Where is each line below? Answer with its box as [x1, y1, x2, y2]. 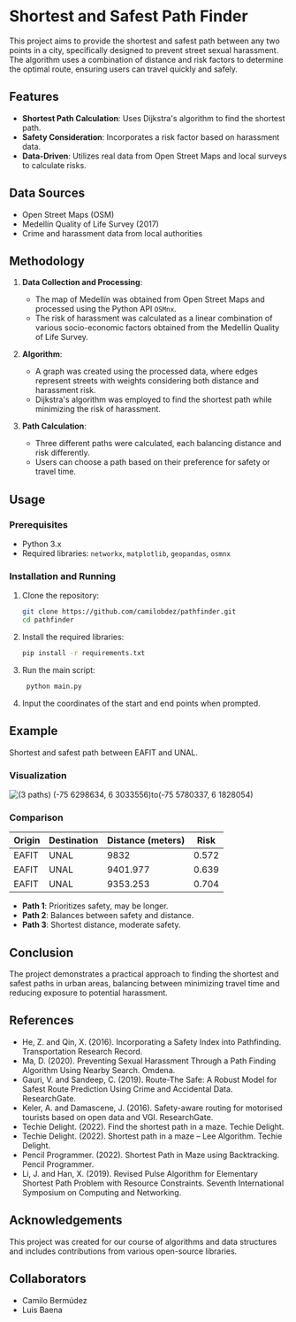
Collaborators [9, 1272, 87, 1287]
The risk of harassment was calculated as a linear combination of [34, 313, 273, 324]
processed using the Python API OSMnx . [34, 304, 177, 314]
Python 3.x [21, 538, 62, 550]
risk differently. [34, 447, 90, 458]
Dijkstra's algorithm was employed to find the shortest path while [34, 394, 272, 405]
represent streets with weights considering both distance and [34, 375, 259, 386]
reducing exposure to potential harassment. [9, 987, 168, 998]
